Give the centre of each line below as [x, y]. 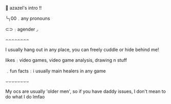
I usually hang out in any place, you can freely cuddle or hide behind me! [82, 49]
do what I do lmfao [25, 97]
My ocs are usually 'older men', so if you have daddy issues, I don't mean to [85, 91]
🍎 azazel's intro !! [24, 8]
